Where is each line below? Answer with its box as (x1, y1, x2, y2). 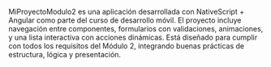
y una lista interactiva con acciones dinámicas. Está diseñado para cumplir (8, 32, 258, 42)
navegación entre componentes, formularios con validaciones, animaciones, (8, 24, 264, 33)
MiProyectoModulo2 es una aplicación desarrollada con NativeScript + (8, 7, 245, 16)
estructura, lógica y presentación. (8, 50, 122, 59)
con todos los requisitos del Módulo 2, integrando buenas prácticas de (8, 41, 245, 51)
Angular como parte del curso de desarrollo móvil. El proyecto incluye (8, 15, 242, 25)
